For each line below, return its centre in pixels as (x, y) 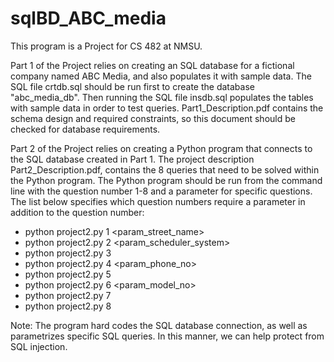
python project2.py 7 (68, 295)
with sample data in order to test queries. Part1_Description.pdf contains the (167, 108)
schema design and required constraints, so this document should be (153, 118)
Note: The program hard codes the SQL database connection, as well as (159, 325)
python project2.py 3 (68, 253)
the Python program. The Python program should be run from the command (166, 180)
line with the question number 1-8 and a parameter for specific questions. (161, 191)
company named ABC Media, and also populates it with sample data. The (161, 76)
